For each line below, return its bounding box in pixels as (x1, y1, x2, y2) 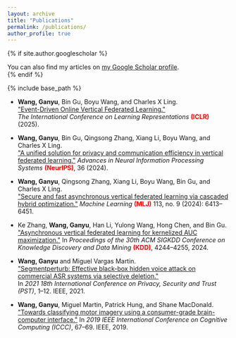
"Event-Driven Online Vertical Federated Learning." (17, 105, 166, 113)
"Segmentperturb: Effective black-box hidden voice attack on (17, 265, 196, 273)
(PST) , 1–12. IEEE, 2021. (17, 287, 86, 296)
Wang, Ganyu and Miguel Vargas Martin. (17, 257, 136, 265)
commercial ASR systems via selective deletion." (17, 272, 159, 280)
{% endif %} (7, 70, 44, 79)
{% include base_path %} (7, 84, 82, 92)
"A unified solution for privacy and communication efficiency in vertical (17, 149, 223, 157)
